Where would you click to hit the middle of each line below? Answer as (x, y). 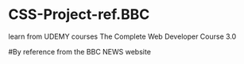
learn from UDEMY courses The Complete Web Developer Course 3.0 (122, 36)
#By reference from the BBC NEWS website (79, 51)
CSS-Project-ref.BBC (79, 15)
